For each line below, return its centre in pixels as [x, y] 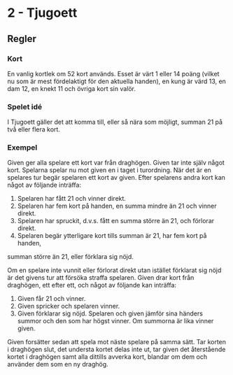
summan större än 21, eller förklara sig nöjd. [71, 257]
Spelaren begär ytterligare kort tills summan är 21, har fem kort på [112, 236]
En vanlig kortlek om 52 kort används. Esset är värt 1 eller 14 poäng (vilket [113, 73]
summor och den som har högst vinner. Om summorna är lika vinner [115, 321]
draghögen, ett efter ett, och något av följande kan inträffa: [92, 285]
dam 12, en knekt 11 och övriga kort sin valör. [72, 88]
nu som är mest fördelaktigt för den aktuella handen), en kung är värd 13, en [116, 81]
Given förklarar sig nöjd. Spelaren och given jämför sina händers [110, 313]
